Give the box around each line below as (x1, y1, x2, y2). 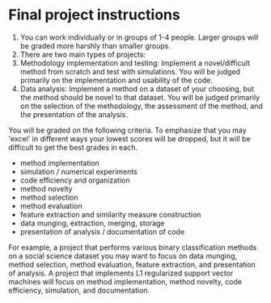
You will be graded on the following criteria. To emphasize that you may (8, 125, 247, 135)
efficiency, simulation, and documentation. (8, 285, 150, 295)
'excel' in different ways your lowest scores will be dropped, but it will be (8, 133, 251, 143)
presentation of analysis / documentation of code (19, 226, 185, 236)
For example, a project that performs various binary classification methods (8, 242, 257, 252)
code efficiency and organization (19, 175, 130, 185)
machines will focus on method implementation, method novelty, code (8, 276, 243, 286)
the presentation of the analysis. (19, 109, 128, 119)
